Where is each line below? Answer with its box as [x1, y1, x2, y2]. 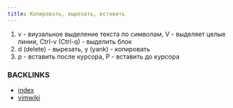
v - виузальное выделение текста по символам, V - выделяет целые [17, 30, 226, 38]
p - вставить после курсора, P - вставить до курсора [17, 52, 180, 61]
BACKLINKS [7, 70, 50, 80]
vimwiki [17, 93, 40, 102]
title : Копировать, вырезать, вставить [7, 10, 126, 18]
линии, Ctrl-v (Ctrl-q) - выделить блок [17, 37, 132, 46]
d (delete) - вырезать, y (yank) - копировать [17, 44, 151, 53]
